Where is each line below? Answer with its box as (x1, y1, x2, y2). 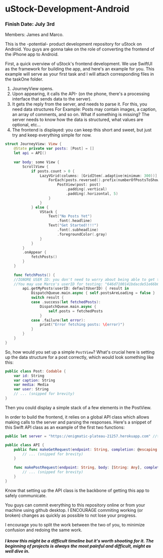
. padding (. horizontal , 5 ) (65, 191, 118, 196)
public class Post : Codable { (5, 369, 66, 373)
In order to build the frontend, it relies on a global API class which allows (5, 414, 149, 420)
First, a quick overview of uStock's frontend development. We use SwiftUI (5, 61, 153, 67)
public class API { (5, 442, 45, 447)
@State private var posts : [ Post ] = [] (14, 146, 95, 151)
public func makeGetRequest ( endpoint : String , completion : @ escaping (14, 447, 158, 452)
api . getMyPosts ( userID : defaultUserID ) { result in (22, 286, 130, 291)
